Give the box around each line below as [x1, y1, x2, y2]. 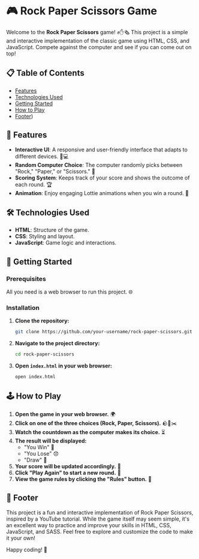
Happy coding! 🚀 [6, 546, 48, 553]
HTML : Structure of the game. [14, 226, 90, 234]
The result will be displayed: [14, 437, 87, 444]
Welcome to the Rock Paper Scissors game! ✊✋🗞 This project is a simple [6, 28, 188, 35]
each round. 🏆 [14, 181, 53, 188]
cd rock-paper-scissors [14, 351, 75, 357]
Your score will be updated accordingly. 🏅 [14, 462, 121, 470]
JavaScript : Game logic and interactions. [14, 239, 117, 246]
